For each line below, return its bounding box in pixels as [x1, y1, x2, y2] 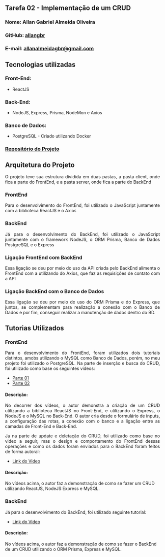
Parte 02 [12, 380, 30, 386]
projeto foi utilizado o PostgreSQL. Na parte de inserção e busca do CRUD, [5, 360, 160, 366]
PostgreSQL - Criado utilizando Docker [12, 133, 91, 139]
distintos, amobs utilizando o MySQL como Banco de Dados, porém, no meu [5, 355, 160, 361]
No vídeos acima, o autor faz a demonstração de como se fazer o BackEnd [5, 541, 157, 547]
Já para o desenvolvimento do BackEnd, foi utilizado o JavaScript [5, 231, 160, 237]
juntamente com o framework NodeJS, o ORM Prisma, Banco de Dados [5, 236, 160, 242]
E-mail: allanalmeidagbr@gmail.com [5, 45, 94, 52]
